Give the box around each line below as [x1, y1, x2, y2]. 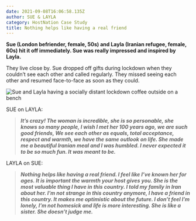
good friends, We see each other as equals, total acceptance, [20, 130, 174, 137]
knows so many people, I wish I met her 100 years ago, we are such [20, 123, 188, 130]
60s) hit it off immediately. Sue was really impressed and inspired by [6, 47, 176, 54]
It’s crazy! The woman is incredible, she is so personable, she [20, 118, 174, 125]
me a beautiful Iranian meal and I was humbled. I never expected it [20, 142, 186, 149]
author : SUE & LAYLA [6, 14, 57, 20]
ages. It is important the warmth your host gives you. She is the [20, 177, 178, 184]
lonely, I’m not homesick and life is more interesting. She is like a [20, 202, 181, 209]
